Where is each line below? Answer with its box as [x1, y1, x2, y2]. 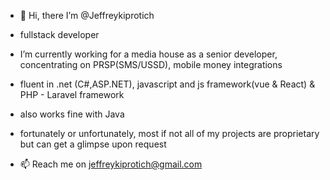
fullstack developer [19, 29, 100, 40]
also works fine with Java [19, 108, 125, 120]
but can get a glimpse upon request [19, 138, 167, 150]
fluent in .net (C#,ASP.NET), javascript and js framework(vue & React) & [19, 78, 316, 90]
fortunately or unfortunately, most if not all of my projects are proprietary [19, 128, 320, 139]
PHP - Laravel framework [19, 89, 125, 100]
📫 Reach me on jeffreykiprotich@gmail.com [19, 158, 203, 170]
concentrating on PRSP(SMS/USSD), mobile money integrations [19, 59, 283, 70]
